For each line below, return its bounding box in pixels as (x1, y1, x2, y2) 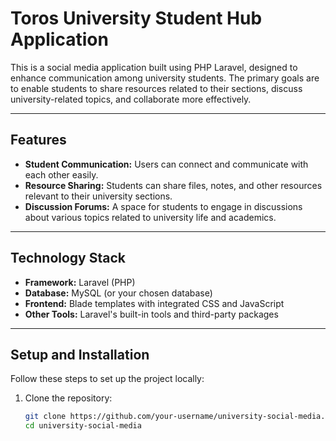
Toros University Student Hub (10, 7, 263, 30)
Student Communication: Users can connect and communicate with (24, 158, 309, 170)
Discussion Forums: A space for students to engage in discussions (24, 200, 303, 212)
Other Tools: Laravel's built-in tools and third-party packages (24, 308, 279, 320)
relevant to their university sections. (24, 190, 173, 202)
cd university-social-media (24, 421, 142, 431)
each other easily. (24, 168, 99, 181)
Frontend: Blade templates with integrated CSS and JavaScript (24, 297, 285, 309)
